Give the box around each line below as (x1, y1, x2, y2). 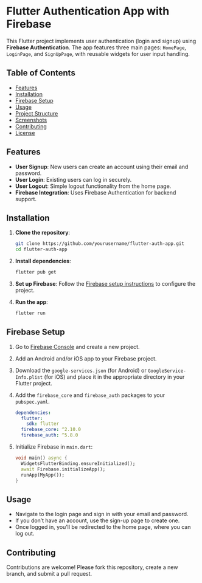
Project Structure (15, 109, 58, 117)
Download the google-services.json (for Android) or (15, 367, 147, 374)
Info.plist (15, 374, 43, 381)
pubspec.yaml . (15, 398, 50, 405)
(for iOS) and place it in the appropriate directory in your (44, 373, 185, 381)
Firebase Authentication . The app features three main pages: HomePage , (6, 44, 187, 51)
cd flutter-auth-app (15, 246, 68, 253)
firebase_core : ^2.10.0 (21, 427, 81, 433)
